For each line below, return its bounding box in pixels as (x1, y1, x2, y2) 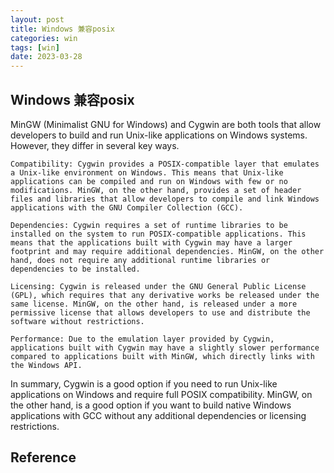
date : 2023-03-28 (10, 52, 83, 62)
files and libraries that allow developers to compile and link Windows (10, 194, 320, 204)
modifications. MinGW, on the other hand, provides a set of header (10, 185, 302, 195)
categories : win (10, 33, 78, 43)
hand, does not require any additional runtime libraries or (10, 255, 271, 265)
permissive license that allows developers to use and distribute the (10, 307, 311, 318)
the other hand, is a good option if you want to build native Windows (10, 399, 292, 411)
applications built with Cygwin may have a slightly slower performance (10, 342, 320, 353)
